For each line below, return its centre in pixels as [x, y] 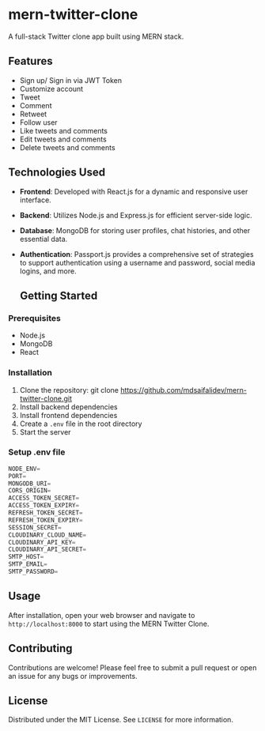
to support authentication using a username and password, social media [137, 262]
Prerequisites [34, 318]
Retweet [33, 114]
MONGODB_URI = [30, 484]
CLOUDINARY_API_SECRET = [47, 550]
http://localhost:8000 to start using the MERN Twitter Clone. [109, 624]
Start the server [45, 431]
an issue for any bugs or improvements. [73, 676]
